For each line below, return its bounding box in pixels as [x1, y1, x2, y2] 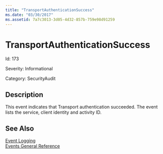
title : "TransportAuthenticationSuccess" [5, 7, 95, 13]
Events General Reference [5, 143, 60, 149]
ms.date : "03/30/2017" [5, 12, 53, 17]
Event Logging [5, 137, 36, 143]
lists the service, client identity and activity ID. [5, 109, 102, 115]
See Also [5, 124, 34, 133]
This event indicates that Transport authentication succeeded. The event [5, 104, 158, 110]
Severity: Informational [5, 66, 53, 72]
